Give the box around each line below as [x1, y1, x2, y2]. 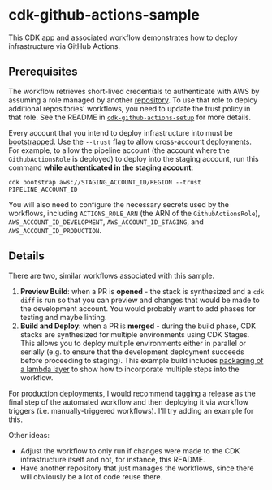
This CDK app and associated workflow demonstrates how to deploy [8, 33, 238, 42]
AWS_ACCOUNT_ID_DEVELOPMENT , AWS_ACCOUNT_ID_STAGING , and [8, 217, 205, 227]
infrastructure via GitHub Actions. [8, 41, 120, 50]
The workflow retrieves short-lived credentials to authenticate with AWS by [8, 86, 260, 96]
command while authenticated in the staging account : [8, 163, 193, 172]
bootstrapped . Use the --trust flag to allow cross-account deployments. [8, 137, 252, 146]
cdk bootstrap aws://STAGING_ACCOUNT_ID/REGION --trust [8, 178, 201, 186]
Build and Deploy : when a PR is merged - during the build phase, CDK [19, 321, 257, 331]
